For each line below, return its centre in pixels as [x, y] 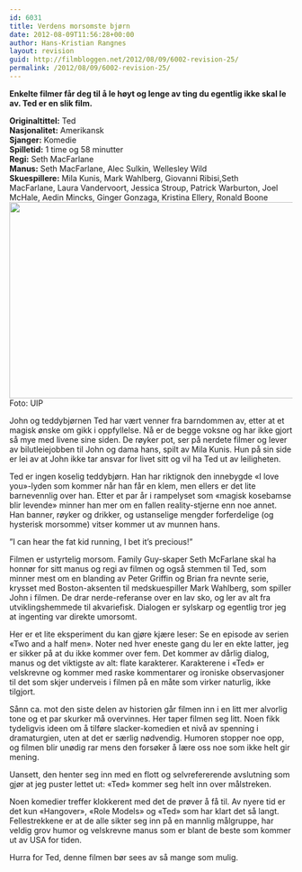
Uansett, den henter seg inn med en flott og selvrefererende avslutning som [150, 774]
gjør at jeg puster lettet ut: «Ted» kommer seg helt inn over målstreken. [141, 784]
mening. [24, 757]
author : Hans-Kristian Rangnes [68, 43]
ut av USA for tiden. [46, 840]
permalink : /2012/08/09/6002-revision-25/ [90, 69]
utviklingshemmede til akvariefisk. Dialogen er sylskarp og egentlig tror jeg [148, 607]
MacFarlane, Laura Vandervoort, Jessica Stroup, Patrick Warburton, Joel [144, 188]
